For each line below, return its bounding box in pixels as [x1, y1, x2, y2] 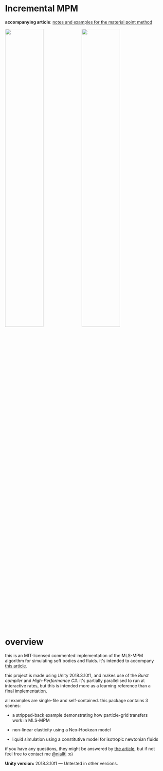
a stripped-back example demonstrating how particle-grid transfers [12, 712, 148, 718]
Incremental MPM [5, 3, 79, 14]
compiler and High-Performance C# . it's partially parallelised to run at [5, 678, 145, 683]
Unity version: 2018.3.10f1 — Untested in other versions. [5, 760, 118, 766]
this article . [5, 663, 28, 669]
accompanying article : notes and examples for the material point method [5, 19, 152, 25]
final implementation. [5, 688, 47, 694]
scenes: [5, 703, 21, 708]
